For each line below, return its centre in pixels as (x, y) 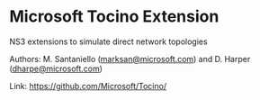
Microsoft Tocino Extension (114, 17)
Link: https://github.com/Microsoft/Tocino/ (88, 86)
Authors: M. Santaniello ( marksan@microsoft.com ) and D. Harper (130, 59)
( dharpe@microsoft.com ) (56, 68)
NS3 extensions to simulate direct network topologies (109, 41)
